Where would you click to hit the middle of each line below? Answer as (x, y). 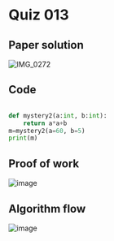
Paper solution (46, 45)
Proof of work (44, 164)
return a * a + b (45, 123)
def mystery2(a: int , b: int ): (58, 115)
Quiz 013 (39, 15)
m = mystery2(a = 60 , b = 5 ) (47, 131)
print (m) (23, 138)
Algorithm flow (47, 209)
